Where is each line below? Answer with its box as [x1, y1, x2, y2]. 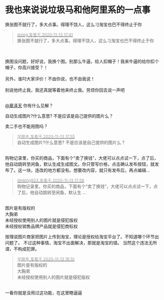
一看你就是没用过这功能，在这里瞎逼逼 [5, 290, 82, 296]
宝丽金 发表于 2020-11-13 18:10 [17, 256, 75, 261]
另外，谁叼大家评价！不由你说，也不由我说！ [5, 76, 95, 81]
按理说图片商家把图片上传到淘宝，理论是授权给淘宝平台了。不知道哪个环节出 [5, 234, 159, 240]
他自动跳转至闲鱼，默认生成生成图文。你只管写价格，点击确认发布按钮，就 [5, 161, 155, 167]
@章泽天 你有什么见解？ [5, 102, 54, 108]
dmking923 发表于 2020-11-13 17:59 [17, 178, 84, 183]
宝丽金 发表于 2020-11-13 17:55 [17, 134, 75, 139]
